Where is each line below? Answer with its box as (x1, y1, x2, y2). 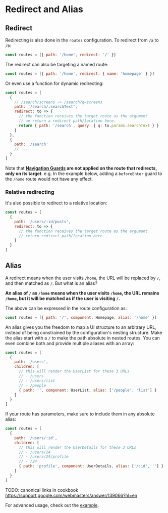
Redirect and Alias (5, 4, 83, 15)
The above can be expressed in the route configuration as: (5, 305, 127, 311)
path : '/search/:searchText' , (14, 104, 78, 109)
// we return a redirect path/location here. (18, 118, 116, 123)
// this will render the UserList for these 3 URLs (18, 369, 130, 374)
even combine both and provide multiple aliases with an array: (5, 340, 135, 346)
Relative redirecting (5, 188, 54, 195)
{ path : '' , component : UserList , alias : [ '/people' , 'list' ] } (18, 388, 157, 393)
